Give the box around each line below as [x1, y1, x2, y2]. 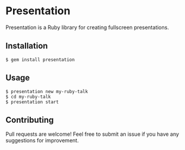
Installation [5, 41, 48, 51]
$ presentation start [5, 99, 59, 105]
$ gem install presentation [5, 56, 75, 63]
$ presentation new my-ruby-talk [5, 88, 88, 94]
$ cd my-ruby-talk [5, 94, 51, 100]
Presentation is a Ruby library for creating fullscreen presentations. [5, 24, 170, 31]
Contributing [5, 114, 54, 125]
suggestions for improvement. [5, 137, 79, 144]
